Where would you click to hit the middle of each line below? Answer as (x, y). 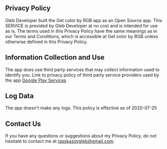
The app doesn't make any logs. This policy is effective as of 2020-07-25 (81, 108)
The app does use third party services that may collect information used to (82, 69)
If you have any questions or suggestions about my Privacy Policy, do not (81, 136)
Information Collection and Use (55, 57)
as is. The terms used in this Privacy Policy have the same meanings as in (81, 31)
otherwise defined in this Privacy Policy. (46, 42)
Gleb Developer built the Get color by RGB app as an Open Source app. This (84, 20)
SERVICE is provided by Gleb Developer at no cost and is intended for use (81, 26)
